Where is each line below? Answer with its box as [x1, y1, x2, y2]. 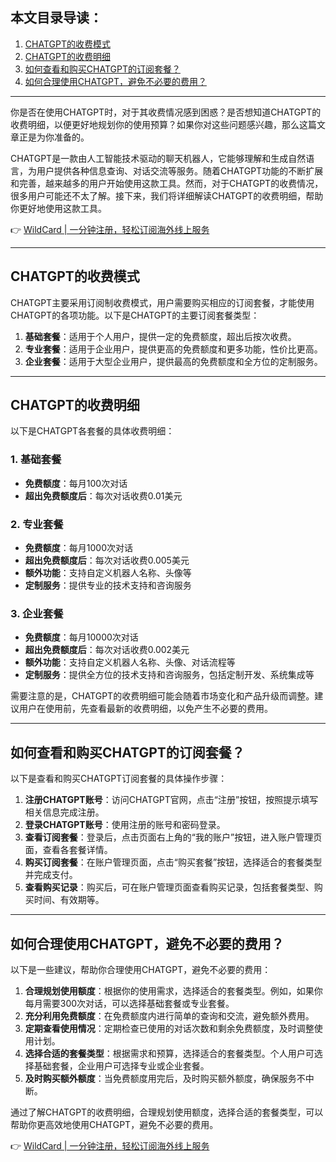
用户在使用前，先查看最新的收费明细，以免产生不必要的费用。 [18, 703, 273, 715]
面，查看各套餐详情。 [24, 844, 113, 856]
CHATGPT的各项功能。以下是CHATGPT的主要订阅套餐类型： [10, 309, 260, 321]
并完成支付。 [24, 869, 78, 881]
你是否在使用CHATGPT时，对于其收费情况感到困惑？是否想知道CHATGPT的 [10, 106, 322, 118]
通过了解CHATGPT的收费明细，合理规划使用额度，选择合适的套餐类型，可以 [10, 1106, 324, 1118]
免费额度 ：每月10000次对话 [24, 631, 139, 643]
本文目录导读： [10, 9, 103, 27]
